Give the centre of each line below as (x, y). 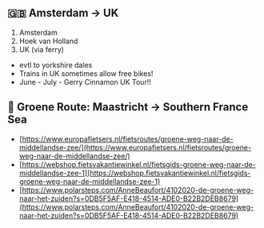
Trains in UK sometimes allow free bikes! (86, 73)
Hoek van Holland (48, 41)
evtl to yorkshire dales (56, 65)
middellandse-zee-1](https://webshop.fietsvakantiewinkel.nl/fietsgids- (135, 173)
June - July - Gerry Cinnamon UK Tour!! (85, 82)
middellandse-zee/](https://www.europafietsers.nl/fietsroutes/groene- (135, 147)
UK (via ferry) (42, 49)
